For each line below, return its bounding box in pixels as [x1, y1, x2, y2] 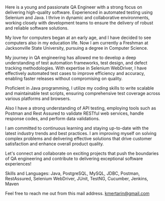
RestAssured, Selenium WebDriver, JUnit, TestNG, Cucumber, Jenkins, [5, 176, 149, 181]
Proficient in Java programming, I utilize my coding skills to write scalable [5, 85, 154, 91]
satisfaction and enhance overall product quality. [5, 141, 104, 147]
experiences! [5, 161, 32, 167]
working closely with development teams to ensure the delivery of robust [5, 20, 154, 26]
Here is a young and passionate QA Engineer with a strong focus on [5, 4, 143, 10]
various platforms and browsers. [5, 96, 71, 101]
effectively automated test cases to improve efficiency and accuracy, [5, 70, 145, 76]
